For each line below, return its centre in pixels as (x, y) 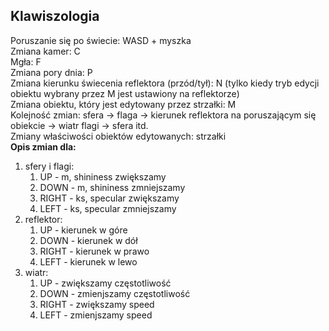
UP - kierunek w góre (83, 230)
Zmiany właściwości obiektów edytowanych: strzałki (118, 136)
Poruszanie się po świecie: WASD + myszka (101, 40)
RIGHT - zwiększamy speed (97, 304)
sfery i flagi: (49, 166)
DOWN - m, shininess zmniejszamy (112, 187)
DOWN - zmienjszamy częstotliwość (115, 293)
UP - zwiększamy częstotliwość (105, 283)
